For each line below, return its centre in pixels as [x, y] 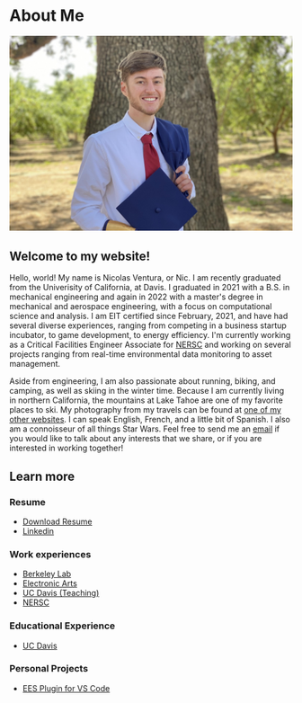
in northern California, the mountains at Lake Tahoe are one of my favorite [146, 400]
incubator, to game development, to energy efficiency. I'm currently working [150, 335]
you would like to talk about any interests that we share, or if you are [136, 439]
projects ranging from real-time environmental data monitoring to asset [141, 354]
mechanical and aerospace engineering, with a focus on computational [141, 307]
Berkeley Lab [47, 574]
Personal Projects [49, 669]
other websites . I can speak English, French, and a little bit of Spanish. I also [150, 420]
